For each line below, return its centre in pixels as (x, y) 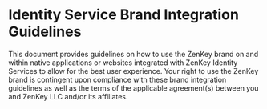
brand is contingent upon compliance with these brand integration (117, 79)
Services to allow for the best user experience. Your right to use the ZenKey (133, 71)
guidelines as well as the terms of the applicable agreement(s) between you (133, 88)
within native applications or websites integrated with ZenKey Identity (123, 63)
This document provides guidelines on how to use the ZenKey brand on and (133, 54)
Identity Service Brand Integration (123, 15)
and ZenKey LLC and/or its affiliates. (68, 96)
